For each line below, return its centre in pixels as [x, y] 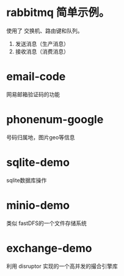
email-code [36, 77]
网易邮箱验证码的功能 [33, 94]
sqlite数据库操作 [27, 180]
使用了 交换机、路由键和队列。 [45, 31]
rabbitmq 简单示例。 [58, 13]
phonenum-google [55, 120]
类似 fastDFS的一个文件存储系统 [47, 223]
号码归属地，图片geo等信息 [41, 137]
